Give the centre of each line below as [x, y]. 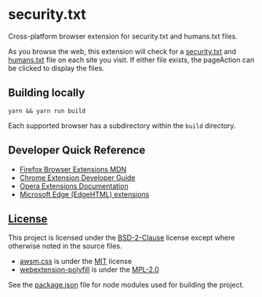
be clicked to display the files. [56, 68]
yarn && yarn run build [47, 111]
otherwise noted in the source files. [65, 246]
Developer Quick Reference [77, 150]
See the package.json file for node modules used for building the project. [126, 285]
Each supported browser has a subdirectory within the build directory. [122, 125]
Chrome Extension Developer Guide [77, 178]
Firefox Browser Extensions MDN [73, 169]
